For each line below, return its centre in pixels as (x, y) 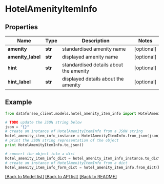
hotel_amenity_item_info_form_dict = (43, 167)
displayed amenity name (90, 57)
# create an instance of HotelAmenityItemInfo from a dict (66, 163)
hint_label (19, 82)
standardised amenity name (94, 49)
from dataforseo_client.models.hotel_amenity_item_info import (71, 113)
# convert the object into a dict (40, 154)
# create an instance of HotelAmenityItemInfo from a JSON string (74, 131)
